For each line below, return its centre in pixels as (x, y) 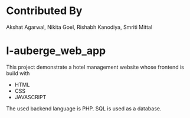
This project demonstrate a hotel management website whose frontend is (95, 67)
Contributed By (44, 11)
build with (18, 73)
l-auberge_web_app (56, 51)
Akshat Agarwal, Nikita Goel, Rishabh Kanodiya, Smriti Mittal (79, 27)
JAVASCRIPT (30, 97)
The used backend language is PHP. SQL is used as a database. (84, 108)
